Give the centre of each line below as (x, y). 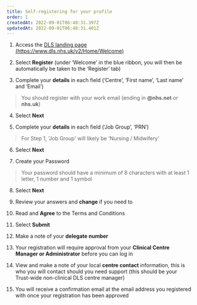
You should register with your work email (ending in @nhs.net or (99, 98)
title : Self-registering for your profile (59, 12)
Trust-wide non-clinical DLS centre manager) (70, 278)
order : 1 (17, 17)
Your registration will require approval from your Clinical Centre (92, 248)
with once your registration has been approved (72, 296)
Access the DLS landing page (51, 45)
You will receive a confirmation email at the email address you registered (103, 289)
